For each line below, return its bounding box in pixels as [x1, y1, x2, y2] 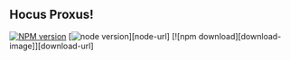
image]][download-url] [9, 40, 94, 51]
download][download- [198, 30, 282, 41]
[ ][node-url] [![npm [68, 30, 197, 41]
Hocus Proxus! [9, 7, 94, 22]
